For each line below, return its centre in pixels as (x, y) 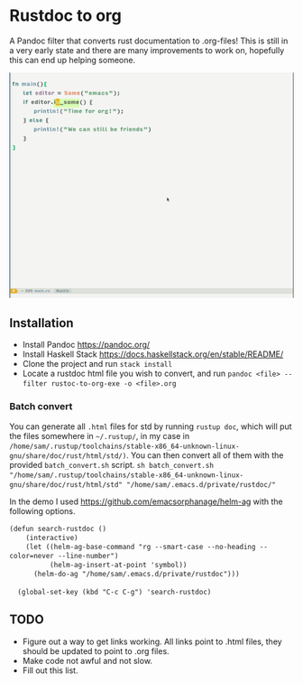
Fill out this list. (50, 670)
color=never (32, 556)
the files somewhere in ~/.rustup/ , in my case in (100, 435)
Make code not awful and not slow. (87, 660)
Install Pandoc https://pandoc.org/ (86, 345)
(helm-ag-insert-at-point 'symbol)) (118, 565)
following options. (42, 510)
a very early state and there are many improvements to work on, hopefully (147, 50)
